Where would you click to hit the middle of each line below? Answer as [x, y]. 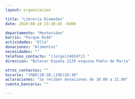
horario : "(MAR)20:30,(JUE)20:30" [42, 75]
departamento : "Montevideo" [35, 33]
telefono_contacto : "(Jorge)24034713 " [47, 56]
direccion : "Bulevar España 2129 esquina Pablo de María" [68, 61]
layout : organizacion [28, 10]
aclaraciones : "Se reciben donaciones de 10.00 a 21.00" [67, 80]
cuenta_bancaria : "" [27, 84]
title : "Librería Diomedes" [35, 19]
